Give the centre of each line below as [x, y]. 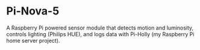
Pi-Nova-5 [33, 11]
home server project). [33, 40]
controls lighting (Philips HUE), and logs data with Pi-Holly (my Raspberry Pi [100, 34]
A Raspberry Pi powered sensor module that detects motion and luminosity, [100, 28]
